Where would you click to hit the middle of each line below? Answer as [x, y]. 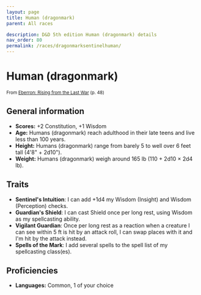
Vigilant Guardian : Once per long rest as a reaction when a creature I [103, 225]
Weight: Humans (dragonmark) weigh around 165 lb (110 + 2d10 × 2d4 [104, 159]
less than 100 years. [40, 139]
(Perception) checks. [42, 205]
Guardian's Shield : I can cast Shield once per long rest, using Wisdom [104, 212]
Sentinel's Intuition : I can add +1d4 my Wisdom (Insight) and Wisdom [103, 199]
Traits [18, 185]
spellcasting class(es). [43, 251]
